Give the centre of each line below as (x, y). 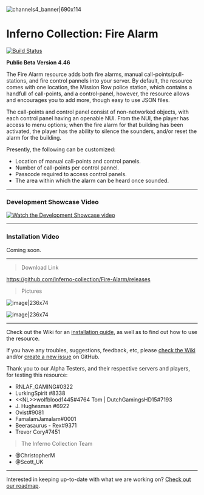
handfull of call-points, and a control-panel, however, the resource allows (98, 94)
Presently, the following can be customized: (61, 149)
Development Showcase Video (53, 202)
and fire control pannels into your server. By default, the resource (110, 80)
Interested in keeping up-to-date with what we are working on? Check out (99, 479)
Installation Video (33, 237)
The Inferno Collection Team (57, 443)
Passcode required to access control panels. (71, 174)
